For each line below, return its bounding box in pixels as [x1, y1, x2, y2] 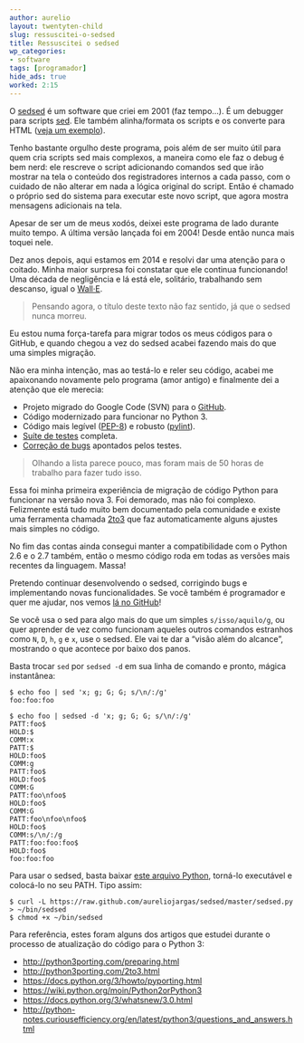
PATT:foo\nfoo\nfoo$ [9, 814, 88, 824]
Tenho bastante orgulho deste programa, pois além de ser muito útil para [9, 142, 281, 153]
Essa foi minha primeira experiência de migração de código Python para [9, 484, 279, 495]
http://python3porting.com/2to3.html [22, 965, 160, 976]
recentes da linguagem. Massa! [9, 560, 127, 570]
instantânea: [9, 670, 56, 681]
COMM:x [9, 735, 34, 744]
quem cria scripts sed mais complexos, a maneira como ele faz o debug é [9, 151, 285, 163]
